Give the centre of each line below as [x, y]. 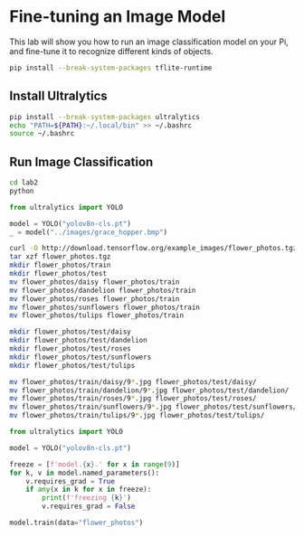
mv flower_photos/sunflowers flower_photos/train [105, 307]
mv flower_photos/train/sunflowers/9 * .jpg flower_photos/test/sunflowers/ [153, 407]
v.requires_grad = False [89, 507]
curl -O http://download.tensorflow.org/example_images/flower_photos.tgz [153, 249]
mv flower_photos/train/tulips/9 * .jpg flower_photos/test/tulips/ [137, 416]
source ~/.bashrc [42, 134]
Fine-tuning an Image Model [118, 17]
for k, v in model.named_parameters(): [85, 473]
